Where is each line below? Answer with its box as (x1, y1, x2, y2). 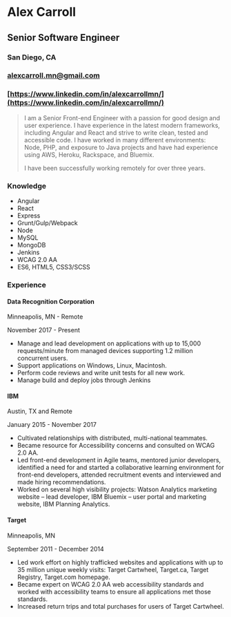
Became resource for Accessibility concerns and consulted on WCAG (17, 442, 215, 450)
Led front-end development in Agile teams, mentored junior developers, (17, 456, 221, 464)
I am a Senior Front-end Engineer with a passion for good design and (23, 113, 221, 122)
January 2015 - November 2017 (7, 421, 97, 429)
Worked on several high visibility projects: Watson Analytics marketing (17, 485, 217, 494)
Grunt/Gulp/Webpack (17, 219, 78, 227)
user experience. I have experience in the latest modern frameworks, (23, 121, 221, 129)
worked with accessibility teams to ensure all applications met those (17, 587, 212, 596)
